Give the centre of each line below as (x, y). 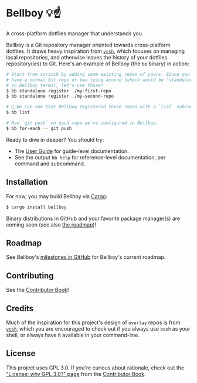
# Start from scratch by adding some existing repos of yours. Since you (98, 74)
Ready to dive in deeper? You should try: (55, 139)
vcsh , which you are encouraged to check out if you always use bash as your (98, 328)
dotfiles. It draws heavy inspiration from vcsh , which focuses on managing (96, 51)
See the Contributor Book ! (38, 290)
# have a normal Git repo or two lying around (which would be (85, 80)
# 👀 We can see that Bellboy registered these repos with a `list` (90, 107)
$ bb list (18, 112)
